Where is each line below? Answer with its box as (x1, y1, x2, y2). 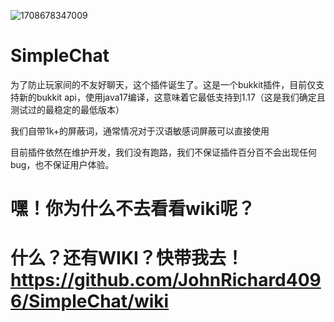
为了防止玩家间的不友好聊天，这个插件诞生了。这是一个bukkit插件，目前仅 (10, 78, 317, 90)
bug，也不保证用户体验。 (10, 158, 115, 170)
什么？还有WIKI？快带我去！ (10, 247, 244, 270)
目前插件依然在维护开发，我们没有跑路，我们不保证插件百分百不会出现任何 (10, 146, 317, 158)
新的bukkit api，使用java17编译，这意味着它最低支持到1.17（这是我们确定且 (18, 91, 326, 103)
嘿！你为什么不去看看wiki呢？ (10, 198, 256, 220)
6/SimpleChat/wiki (10, 290, 170, 313)
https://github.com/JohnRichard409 (10, 269, 322, 292)
